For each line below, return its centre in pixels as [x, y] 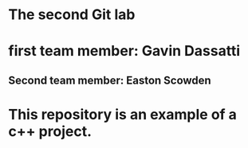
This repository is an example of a [123, 114]
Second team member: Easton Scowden [110, 80]
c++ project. [50, 131]
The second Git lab [72, 15]
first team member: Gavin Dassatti [124, 51]
